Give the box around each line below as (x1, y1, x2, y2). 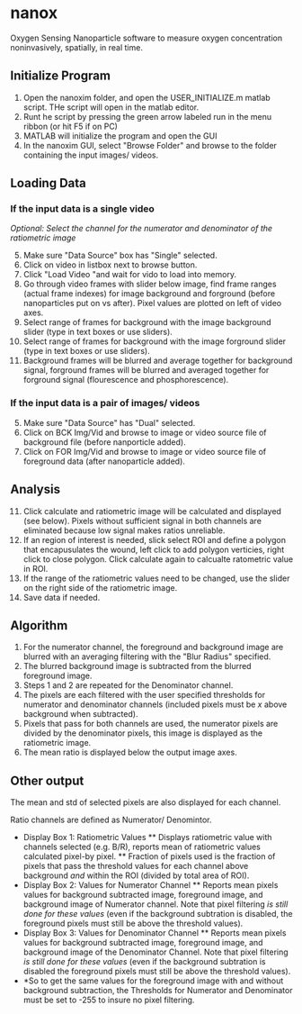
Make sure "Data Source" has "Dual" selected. (22, 417, 196, 428)
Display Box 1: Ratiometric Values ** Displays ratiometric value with (22, 832, 272, 843)
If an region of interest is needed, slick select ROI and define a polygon (22, 534, 287, 545)
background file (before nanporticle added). (22, 436, 187, 448)
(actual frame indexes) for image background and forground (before (22, 288, 276, 299)
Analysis (10, 482, 61, 497)
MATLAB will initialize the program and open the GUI (22, 130, 218, 141)
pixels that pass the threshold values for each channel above (22, 861, 249, 872)
